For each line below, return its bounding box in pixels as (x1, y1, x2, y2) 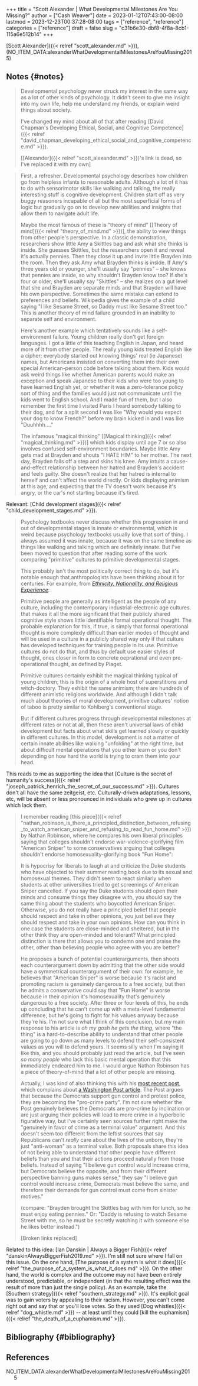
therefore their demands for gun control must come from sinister (20, 1186, 178, 1193)
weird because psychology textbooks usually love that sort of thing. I (20, 531, 189, 538)
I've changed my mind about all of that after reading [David (20, 118, 164, 125)
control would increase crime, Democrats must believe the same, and (20, 1180, 189, 1187)
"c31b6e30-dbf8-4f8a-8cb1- (118, 24, 189, 31)
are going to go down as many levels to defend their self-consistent (20, 1037, 185, 1044)
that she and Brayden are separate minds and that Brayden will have (20, 284, 187, 291)
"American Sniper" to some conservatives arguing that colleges (20, 844, 175, 851)
